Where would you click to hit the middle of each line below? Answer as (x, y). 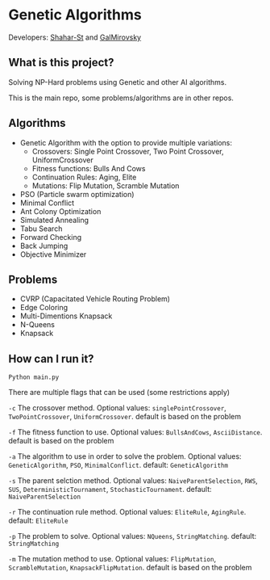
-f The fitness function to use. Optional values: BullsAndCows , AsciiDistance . (135, 432)
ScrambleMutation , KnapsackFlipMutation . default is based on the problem (130, 568)
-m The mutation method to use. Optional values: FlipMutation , (112, 559)
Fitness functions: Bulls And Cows (89, 168)
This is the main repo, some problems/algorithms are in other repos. (121, 98)
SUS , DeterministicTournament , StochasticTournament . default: (110, 490)
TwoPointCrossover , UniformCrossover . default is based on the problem (125, 417)
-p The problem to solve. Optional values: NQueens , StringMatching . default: (133, 536)
